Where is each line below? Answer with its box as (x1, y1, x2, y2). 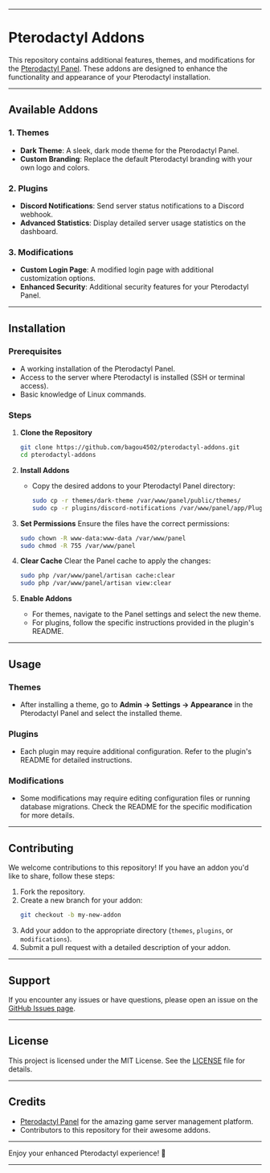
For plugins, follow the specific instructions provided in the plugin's (31, 618, 255, 628)
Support (8, 973, 51, 987)
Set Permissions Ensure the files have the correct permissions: (19, 518, 231, 528)
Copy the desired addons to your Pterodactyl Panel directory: (31, 480, 235, 491)
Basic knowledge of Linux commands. (19, 389, 146, 399)
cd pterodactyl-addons (19, 451, 96, 459)
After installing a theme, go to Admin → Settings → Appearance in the (19, 699, 253, 709)
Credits (8, 1095, 47, 1109)
